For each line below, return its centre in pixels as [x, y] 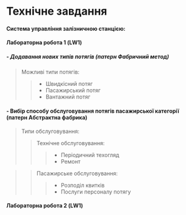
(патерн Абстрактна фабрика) [47, 117]
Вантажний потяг [68, 97]
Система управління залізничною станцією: [66, 28]
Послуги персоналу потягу [96, 192]
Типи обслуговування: [50, 131]
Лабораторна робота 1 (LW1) [44, 43]
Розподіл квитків [83, 185]
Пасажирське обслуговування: [77, 173]
